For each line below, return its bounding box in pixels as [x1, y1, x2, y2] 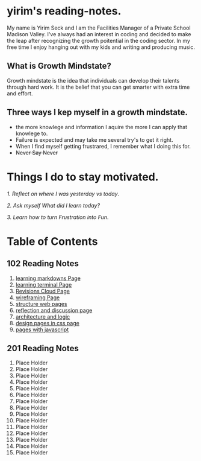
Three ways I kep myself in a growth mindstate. [7, 107, 188, 118]
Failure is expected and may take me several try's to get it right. [15, 136, 173, 143]
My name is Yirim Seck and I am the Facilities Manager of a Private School [7, 24, 191, 31]
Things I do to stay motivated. [7, 170, 159, 183]
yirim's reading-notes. [7, 4, 122, 18]
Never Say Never [15, 149, 58, 156]
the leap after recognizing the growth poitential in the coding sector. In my [7, 37, 190, 44]
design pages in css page [15, 319, 80, 326]
